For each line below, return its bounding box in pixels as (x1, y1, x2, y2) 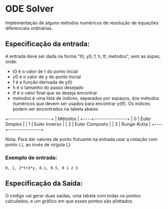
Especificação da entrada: (5, 40, 90, 48)
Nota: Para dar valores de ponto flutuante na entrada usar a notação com (5, 136, 158, 142)
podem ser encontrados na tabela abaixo (12, 106, 99, 112)
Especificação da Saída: (5, 179, 83, 188)
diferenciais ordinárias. (5, 25, 53, 31)
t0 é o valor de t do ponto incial (12, 68, 78, 74)
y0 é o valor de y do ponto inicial (12, 74, 81, 80)
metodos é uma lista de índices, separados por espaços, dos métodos (12, 95, 159, 101)
